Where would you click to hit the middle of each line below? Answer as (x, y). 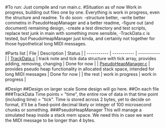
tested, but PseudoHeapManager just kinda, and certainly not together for (80, 38)
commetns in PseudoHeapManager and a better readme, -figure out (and (80, 23)
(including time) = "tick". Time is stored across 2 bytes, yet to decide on (78, 99)
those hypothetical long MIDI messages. (46, 44)
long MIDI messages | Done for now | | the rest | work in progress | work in (81, 74)
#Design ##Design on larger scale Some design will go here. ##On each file (82, 89)
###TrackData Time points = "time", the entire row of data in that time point (82, 94)
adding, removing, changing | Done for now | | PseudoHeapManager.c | (78, 64)
